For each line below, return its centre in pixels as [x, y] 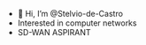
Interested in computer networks [77, 23]
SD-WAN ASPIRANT [54, 32]
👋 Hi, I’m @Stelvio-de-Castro [70, 14]
